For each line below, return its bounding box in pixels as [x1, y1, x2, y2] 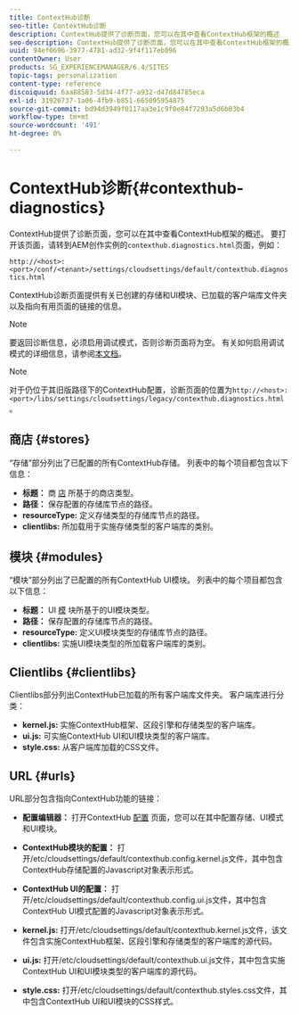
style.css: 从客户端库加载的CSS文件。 [21, 742, 165, 753]
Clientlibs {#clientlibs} [9, 664, 137, 680]
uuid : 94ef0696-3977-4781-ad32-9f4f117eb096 [9, 46, 177, 55]
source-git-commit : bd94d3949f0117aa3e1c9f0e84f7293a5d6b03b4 [9, 104, 245, 113]
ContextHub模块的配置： [21, 842, 116, 853]
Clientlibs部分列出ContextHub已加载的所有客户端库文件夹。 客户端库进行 [9, 689, 277, 700]
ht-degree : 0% [9, 129, 62, 138]
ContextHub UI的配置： [21, 884, 109, 895]
